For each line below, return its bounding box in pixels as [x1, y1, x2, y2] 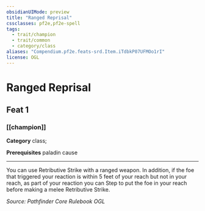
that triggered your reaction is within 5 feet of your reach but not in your [6, 173, 187, 180]
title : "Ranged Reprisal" [6, 15, 72, 21]
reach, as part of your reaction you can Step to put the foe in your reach [6, 179, 187, 187]
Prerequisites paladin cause [6, 149, 78, 156]
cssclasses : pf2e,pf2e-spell [6, 20, 81, 26]
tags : [6, 26, 20, 32]
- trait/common [12, 37, 51, 43]
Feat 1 [6, 105, 29, 115]
